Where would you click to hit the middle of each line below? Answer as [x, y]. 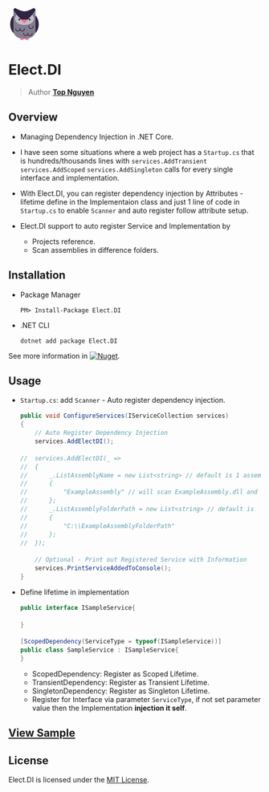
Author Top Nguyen [61, 91]
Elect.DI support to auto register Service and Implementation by [125, 225]
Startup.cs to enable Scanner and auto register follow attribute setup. [134, 210]
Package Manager [50, 294]
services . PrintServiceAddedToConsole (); [103, 569]
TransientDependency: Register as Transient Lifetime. [121, 682]
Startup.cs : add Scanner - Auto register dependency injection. [123, 400]
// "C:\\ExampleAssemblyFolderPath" [97, 526]
